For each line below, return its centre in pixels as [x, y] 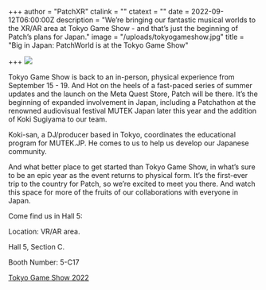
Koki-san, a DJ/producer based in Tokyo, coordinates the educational [122, 135]
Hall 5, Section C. [37, 247]
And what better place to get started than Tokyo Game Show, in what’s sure [132, 167]
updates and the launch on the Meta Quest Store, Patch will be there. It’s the [133, 94]
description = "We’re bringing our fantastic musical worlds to [156, 20]
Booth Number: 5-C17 [44, 262]
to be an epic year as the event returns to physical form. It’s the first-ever [128, 175]
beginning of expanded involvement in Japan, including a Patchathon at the [132, 102]
